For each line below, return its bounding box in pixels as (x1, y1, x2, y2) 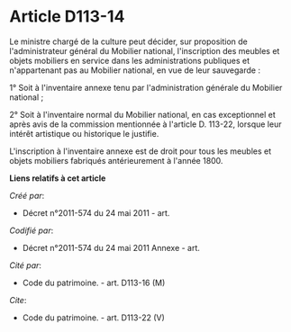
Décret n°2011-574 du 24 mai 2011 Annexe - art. (22, 242, 201, 253)
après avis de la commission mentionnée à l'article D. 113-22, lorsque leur (9, 119, 282, 130)
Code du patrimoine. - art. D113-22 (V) (22, 312, 165, 323)
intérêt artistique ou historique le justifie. (9, 128, 159, 139)
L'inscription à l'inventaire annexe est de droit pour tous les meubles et (9, 146, 272, 157)
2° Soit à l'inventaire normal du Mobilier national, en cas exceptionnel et (9, 109, 277, 120)
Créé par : (9, 190, 45, 201)
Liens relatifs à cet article (9, 173, 106, 184)
